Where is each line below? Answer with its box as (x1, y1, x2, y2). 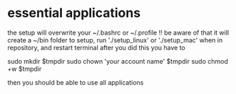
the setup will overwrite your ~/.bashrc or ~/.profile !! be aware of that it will (7, 28, 230, 37)
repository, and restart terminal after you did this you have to (7, 43, 185, 52)
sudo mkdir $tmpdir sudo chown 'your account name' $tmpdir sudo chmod (7, 57, 228, 65)
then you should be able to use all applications (7, 78, 144, 86)
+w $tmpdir (7, 64, 42, 73)
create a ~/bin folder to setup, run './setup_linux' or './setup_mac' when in (7, 35, 223, 44)
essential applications (7, 5, 141, 21)
